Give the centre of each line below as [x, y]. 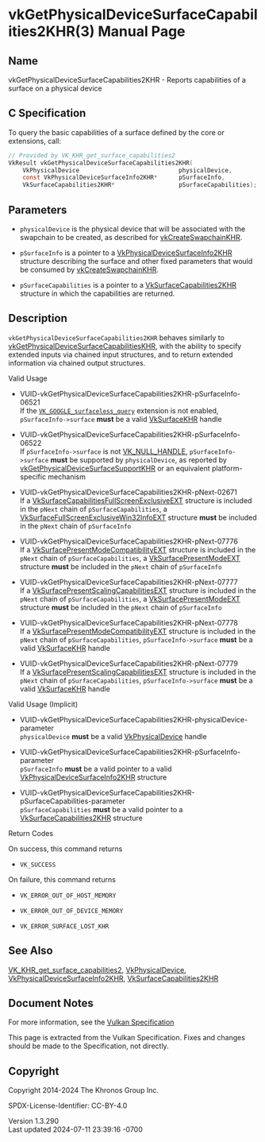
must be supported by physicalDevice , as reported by [139, 459]
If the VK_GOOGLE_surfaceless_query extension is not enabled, [119, 410]
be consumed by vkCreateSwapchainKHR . [89, 269]
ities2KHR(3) [52, 31]
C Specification [47, 113]
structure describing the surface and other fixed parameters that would [136, 261]
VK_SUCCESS [38, 865]
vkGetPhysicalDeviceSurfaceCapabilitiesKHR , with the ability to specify [125, 346]
